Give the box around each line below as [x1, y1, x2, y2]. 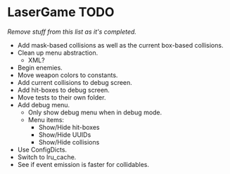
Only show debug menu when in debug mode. [27, 108, 162, 116]
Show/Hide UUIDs [38, 130, 91, 139]
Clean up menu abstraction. [17, 48, 98, 57]
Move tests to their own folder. [17, 93, 106, 102]
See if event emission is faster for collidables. [17, 160, 150, 168]
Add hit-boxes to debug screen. [17, 86, 110, 94]
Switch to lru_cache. [17, 152, 77, 161]
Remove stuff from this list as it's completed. [7, 27, 137, 36]
